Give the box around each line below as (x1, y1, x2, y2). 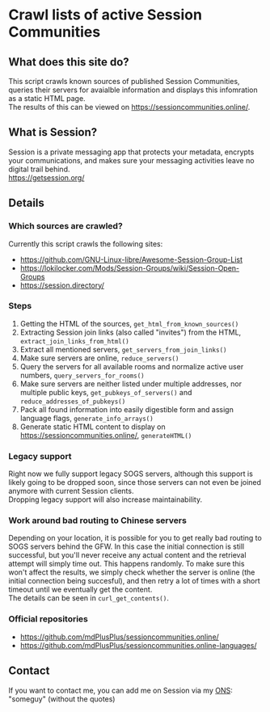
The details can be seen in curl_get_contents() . (8, 593, 170, 603)
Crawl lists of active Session (8, 6, 202, 24)
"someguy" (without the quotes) (8, 693, 116, 704)
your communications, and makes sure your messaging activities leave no (8, 155, 255, 165)
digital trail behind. (8, 164, 70, 174)
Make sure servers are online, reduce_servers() (19, 353, 179, 363)
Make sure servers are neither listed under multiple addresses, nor (19, 378, 243, 389)
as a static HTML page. (8, 94, 86, 103)
